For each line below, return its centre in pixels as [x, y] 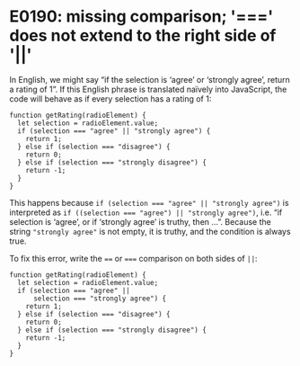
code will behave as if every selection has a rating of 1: [110, 98]
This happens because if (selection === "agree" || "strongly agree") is [149, 202]
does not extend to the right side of [143, 36]
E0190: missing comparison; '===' [141, 17]
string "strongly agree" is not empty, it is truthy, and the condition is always [150, 231]
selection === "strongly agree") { [100, 299]
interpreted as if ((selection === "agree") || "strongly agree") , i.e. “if [146, 212]
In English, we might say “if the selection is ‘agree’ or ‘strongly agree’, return [150, 79]
